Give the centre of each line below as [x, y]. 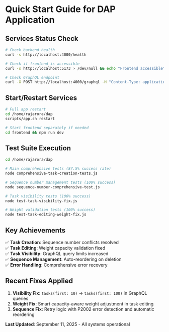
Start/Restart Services [41, 98]
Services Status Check [42, 38]
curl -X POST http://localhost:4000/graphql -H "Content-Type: [73, 82]
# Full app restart [26, 109]
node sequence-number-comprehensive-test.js [53, 187]
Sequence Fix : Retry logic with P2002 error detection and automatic [83, 309]
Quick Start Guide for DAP [60, 9]
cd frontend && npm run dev [35, 132]
